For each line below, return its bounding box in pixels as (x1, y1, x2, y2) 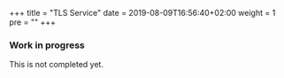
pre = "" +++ (9, 17, 56, 27)
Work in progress (9, 39, 86, 51)
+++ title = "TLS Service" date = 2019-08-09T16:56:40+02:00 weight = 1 (9, 8, 276, 18)
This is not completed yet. (9, 59, 104, 70)
